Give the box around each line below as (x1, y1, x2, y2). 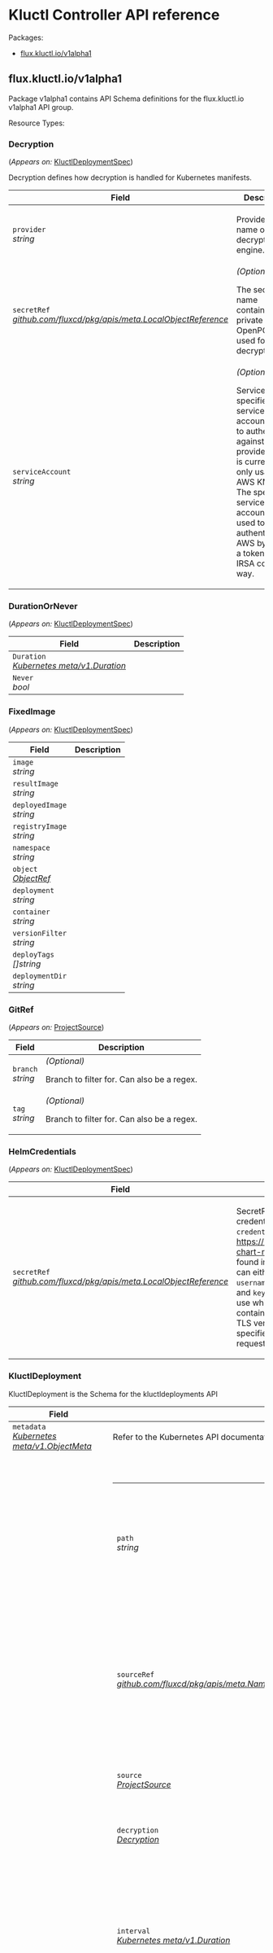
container (12, 907, 50, 917)
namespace (12, 843, 50, 852)
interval (116, 1926, 150, 1935)
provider (12, 226, 46, 234)
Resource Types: (8, 118, 65, 128)
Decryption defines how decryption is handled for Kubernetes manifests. (8, 173, 252, 182)
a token (236, 548, 265, 559)
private (236, 315, 263, 326)
